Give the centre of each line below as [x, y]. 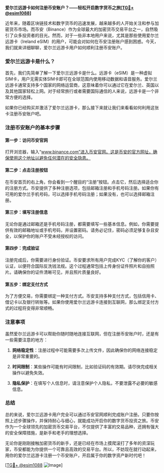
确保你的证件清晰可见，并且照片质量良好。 [61, 272]
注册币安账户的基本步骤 [32, 128]
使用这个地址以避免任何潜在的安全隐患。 [50, 158]
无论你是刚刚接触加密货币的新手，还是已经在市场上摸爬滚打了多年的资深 [78, 443]
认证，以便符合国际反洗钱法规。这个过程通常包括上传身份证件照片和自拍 [78, 266]
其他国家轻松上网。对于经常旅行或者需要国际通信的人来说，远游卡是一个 [82, 91]
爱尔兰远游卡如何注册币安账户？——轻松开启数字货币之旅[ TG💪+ [70, 8]
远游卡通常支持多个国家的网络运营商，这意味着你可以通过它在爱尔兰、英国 [80, 85]
